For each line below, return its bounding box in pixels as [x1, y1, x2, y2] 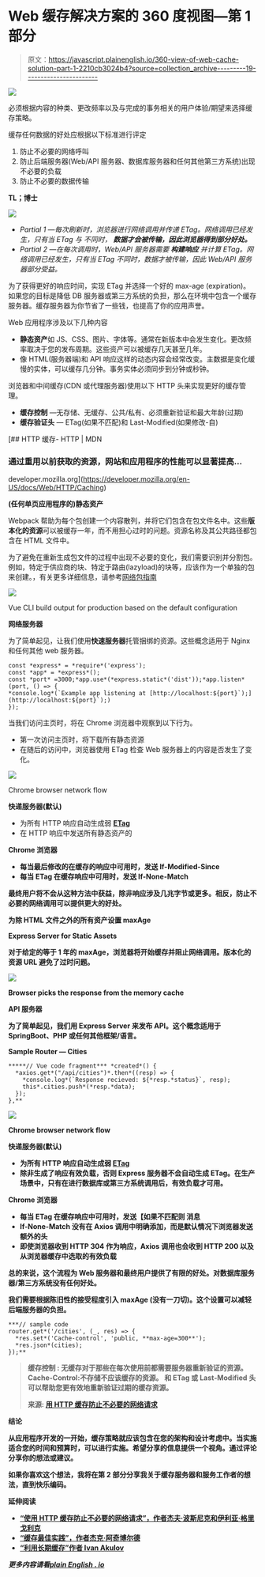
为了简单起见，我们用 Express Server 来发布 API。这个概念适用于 [8, 1021, 222, 1031]
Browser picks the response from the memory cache [8, 988, 185, 997]
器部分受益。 [19, 264, 62, 274]
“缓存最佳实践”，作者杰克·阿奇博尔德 [19, 1534, 140, 1543]
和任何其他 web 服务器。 [8, 646, 88, 656]
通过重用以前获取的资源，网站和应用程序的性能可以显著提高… [8, 456, 243, 467]
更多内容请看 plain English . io [8, 1560, 105, 1570]
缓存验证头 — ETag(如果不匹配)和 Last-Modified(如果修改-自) [19, 417, 218, 427]
